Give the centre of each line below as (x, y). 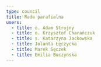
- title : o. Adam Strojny (43, 28)
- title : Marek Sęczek (39, 50)
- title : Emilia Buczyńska (44, 55)
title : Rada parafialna (35, 17)
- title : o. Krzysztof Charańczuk (53, 33)
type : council (23, 11)
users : (14, 22)
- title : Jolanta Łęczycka (44, 44)
